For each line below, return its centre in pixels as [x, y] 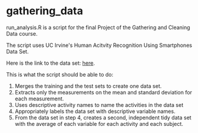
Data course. [22, 33]
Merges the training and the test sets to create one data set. [88, 86]
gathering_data [45, 11]
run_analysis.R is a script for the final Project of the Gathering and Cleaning [98, 27]
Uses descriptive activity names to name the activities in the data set [99, 104]
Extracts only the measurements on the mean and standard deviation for [103, 92]
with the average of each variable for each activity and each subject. [99, 123]
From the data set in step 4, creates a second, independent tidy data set [103, 118]
